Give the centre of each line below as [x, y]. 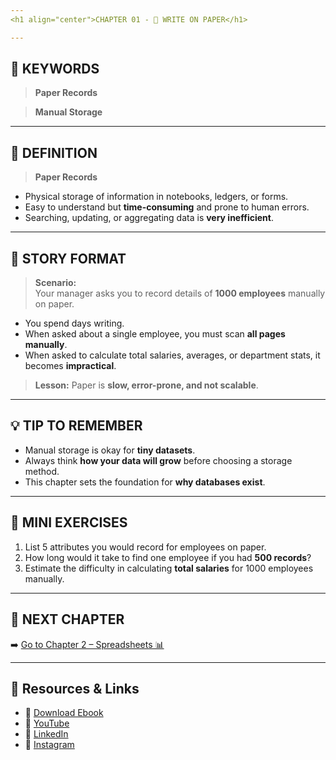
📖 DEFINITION [54, 152]
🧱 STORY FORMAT [68, 258]
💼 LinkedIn [46, 734]
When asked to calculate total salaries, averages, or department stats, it [172, 355]
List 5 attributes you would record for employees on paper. [145, 547]
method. [42, 471]
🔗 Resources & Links [75, 688]
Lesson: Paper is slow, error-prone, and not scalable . [146, 385]
